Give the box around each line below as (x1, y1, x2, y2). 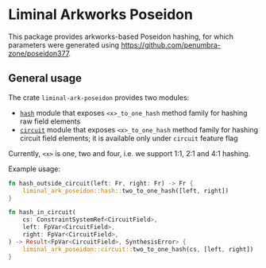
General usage (8, 71, 82, 85)
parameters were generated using (8, 40, 120, 49)
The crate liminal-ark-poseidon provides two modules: (8, 93, 190, 102)
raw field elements (19, 117, 81, 126)
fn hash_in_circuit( (8, 209, 77, 216)
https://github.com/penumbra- (121, 40, 221, 49)
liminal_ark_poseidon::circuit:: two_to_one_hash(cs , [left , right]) (22, 245, 254, 253)
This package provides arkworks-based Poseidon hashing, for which (8, 32, 234, 41)
